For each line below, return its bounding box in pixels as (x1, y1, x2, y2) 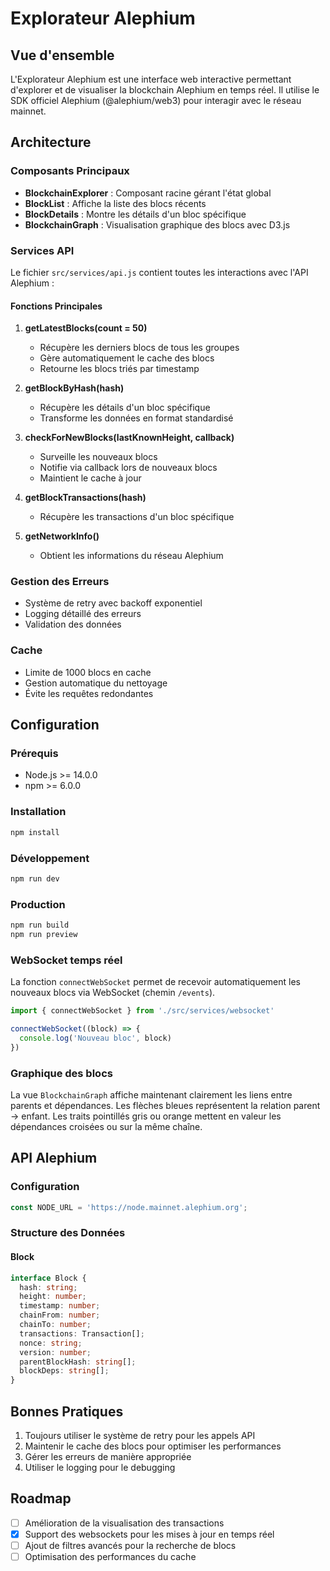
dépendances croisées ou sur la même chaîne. (10, 1120, 203, 1132)
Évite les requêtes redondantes (24, 687, 154, 699)
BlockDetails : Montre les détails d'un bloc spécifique (24, 208, 247, 220)
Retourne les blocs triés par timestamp (39, 363, 200, 375)
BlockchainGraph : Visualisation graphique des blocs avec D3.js (24, 218, 291, 231)
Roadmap (10, 1490, 72, 1507)
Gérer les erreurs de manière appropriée (24, 1450, 192, 1462)
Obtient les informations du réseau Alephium (39, 550, 224, 562)
